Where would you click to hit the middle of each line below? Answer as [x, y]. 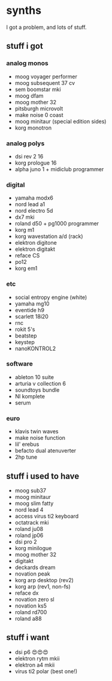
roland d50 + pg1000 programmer [57, 224]
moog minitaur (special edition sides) [60, 121]
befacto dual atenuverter [46, 451]
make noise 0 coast [39, 115]
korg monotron [33, 128]
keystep [25, 342]
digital [16, 184]
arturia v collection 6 [40, 383]
